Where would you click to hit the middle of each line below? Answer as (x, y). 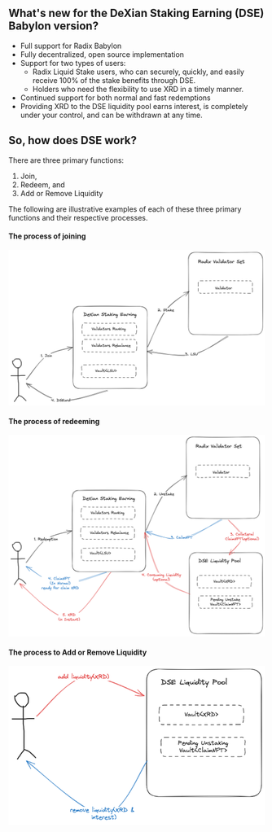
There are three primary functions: (66, 160)
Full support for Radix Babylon (71, 46)
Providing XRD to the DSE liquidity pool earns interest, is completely (134, 106)
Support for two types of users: (73, 63)
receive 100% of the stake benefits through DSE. (114, 80)
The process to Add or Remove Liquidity (78, 652)
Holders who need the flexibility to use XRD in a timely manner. (138, 89)
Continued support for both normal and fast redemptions (116, 98)
